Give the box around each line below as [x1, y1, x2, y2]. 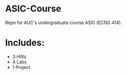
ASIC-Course [5, 3, 61, 14]
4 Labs [12, 58, 27, 65]
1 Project [12, 64, 30, 70]
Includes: [5, 37, 45, 48]
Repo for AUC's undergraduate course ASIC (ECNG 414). [5, 19, 122, 25]
